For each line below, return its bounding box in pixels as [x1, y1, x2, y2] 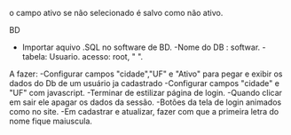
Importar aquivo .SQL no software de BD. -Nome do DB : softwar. [21, 42, 261, 52]
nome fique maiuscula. [9, 115, 93, 126]
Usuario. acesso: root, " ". [49, 52, 144, 61]
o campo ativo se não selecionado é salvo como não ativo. [9, 8, 224, 18]
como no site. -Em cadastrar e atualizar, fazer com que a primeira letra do [9, 107, 279, 116]
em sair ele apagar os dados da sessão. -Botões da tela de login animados [9, 97, 282, 107]
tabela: [21, 52, 48, 61]
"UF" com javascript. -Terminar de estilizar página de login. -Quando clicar [9, 88, 282, 98]
